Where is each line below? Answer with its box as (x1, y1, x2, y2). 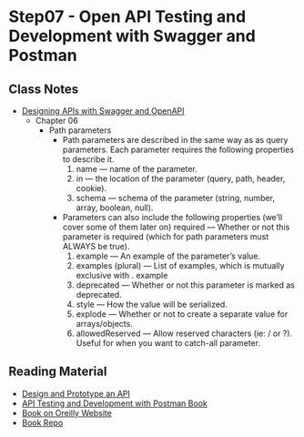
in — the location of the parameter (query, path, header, (76, 173, 286, 184)
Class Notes (8, 81, 79, 97)
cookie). (76, 183, 106, 193)
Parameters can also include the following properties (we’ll (62, 212, 283, 222)
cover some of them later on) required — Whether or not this (62, 221, 290, 232)
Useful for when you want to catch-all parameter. (76, 338, 261, 348)
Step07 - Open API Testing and (8, 6, 247, 27)
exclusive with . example (76, 270, 168, 280)
